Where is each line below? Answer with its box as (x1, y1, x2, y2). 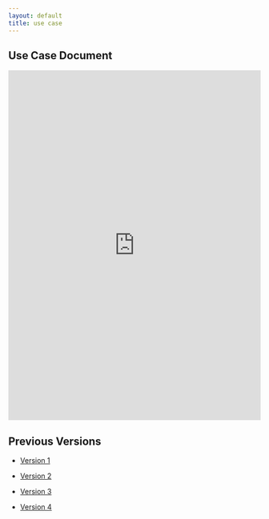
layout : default (8, 11, 62, 20)
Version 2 (19, 471, 52, 481)
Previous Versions (8, 434, 102, 448)
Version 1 (19, 456, 50, 465)
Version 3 (19, 487, 52, 497)
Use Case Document (8, 49, 113, 62)
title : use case (8, 19, 62, 27)
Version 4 (19, 502, 52, 512)
